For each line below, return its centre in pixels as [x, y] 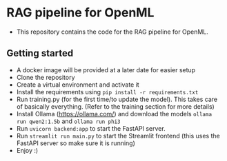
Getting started [40, 53]
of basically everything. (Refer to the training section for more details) [115, 106]
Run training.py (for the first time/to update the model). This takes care [117, 99]
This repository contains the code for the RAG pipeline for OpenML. [112, 32]
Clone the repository [46, 77]
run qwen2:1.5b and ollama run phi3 [69, 121]
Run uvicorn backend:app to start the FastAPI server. [91, 128]
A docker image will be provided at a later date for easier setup [106, 69]
